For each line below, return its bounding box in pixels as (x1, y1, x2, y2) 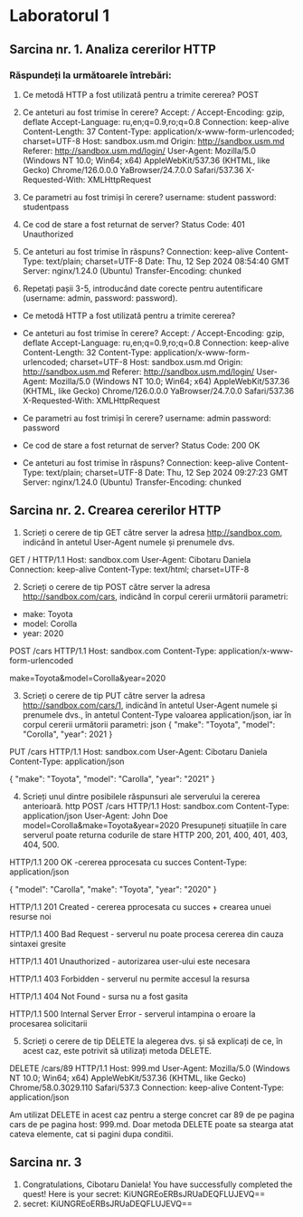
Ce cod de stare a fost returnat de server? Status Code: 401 (22, 218, 246, 229)
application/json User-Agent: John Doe (22, 810, 169, 821)
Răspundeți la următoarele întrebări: (9, 69, 172, 82)
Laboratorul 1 (9, 5, 110, 26)
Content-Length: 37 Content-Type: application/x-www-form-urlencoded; (22, 126, 295, 137)
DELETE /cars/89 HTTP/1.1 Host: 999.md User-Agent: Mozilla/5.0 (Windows (9, 1062, 291, 1074)
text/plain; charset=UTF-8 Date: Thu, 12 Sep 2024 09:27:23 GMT (45, 467, 289, 478)
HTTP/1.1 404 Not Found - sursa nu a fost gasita (9, 990, 188, 1001)
